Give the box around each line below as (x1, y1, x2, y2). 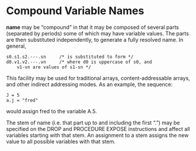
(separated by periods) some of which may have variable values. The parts (6, 29, 189, 37)
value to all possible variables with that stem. (6, 137, 115, 145)
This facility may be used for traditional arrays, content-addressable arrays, (6, 74, 191, 81)
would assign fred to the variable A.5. (6, 107, 98, 114)
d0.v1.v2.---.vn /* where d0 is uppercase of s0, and (6, 59, 152, 65)
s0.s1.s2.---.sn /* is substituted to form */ (6, 54, 134, 60)
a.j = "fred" (6, 97, 38, 103)
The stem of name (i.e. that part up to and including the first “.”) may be (6, 119, 180, 126)
